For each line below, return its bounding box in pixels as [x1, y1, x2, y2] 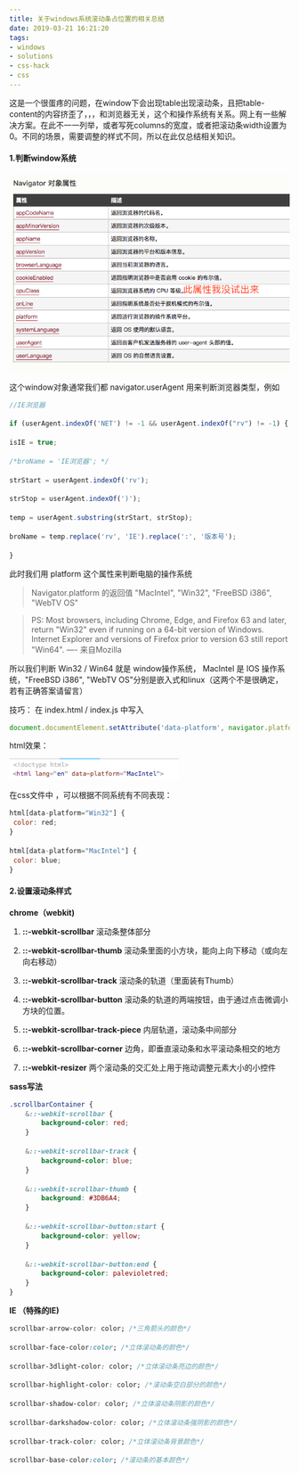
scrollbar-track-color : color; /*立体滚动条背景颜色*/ [9, 1436, 205, 1446]
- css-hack [9, 62, 50, 70]
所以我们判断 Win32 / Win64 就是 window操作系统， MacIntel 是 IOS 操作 [9, 662, 278, 673]
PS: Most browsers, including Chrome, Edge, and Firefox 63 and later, [30, 614, 287, 625]
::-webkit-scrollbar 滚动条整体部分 [21, 926, 151, 936]
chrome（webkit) [9, 907, 76, 918]
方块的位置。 [21, 1005, 69, 1016]
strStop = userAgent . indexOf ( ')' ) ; [9, 495, 141, 504]
